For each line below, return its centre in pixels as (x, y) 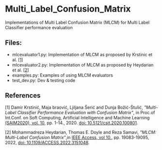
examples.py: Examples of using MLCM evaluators (62, 75)
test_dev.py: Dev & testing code (44, 80)
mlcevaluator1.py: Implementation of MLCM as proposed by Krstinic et (82, 54)
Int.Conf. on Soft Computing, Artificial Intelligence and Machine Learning (77, 117)
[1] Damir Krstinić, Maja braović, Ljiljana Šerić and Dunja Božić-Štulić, (74, 107)
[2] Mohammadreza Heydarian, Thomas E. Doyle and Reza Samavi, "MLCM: (81, 132)
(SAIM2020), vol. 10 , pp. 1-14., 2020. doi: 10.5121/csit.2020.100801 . (72, 123)
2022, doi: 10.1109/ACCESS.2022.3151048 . (47, 142)
